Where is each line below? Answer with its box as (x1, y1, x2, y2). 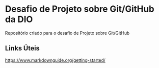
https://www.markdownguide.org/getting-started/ (5, 57, 106, 63)
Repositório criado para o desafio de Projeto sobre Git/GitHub (5, 30, 130, 36)
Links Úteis (5, 44, 40, 52)
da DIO (5, 14, 33, 25)
